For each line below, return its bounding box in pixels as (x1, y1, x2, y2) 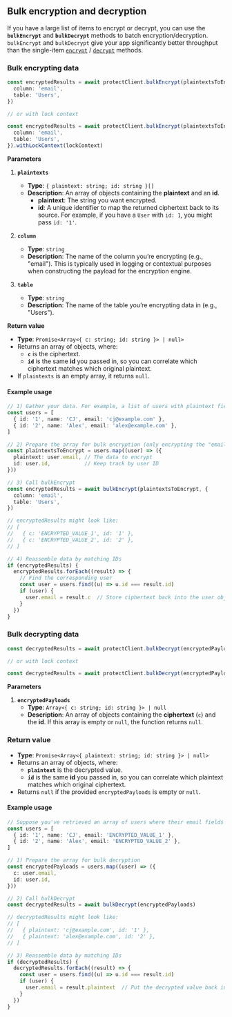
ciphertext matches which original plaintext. (27, 364, 152, 372)
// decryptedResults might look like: (7, 914, 119, 921)
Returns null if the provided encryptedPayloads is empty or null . (17, 787, 201, 796)
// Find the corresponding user (19, 574, 113, 582)
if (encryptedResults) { (7, 562, 79, 569)
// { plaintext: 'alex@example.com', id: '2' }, (7, 933, 156, 940)
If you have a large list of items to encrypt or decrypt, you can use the (7, 23, 206, 32)
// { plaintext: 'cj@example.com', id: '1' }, (7, 927, 150, 934)
